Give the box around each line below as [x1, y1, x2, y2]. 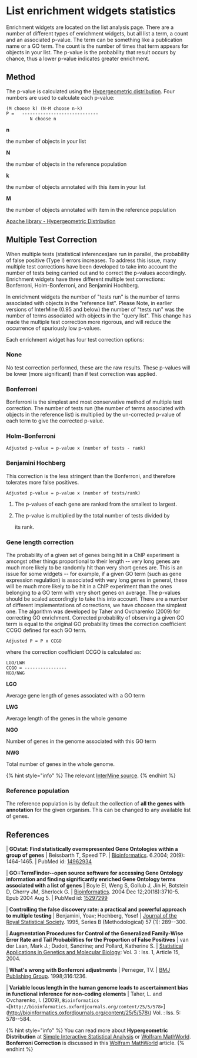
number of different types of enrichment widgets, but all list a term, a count [6, 30, 188, 37]
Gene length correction [6, 538, 74, 546]
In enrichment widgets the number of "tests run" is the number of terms [6, 293, 181, 300]
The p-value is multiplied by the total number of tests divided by [14, 512, 170, 519]
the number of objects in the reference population [6, 160, 127, 168]
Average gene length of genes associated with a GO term [6, 692, 145, 699]
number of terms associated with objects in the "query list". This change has [6, 312, 192, 319]
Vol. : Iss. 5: [152, 1009, 181, 1016]
